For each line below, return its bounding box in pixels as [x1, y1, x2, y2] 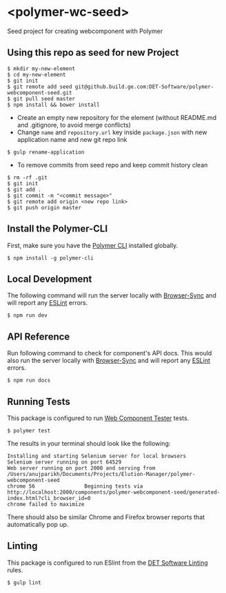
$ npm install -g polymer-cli [7, 254, 94, 262]
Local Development [7, 273, 92, 284]
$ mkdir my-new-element [7, 65, 76, 72]
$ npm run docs [7, 377, 51, 384]
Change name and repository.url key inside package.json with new [17, 128, 207, 136]
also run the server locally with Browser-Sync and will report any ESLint [7, 356, 211, 365]
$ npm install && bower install [7, 101, 100, 108]
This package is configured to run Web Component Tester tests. [7, 414, 189, 422]
